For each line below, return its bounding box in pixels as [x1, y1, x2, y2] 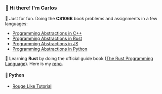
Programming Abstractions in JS [12, 41, 79, 47]
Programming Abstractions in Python [12, 46, 88, 52]
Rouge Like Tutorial [12, 83, 52, 89]
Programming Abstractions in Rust [12, 35, 82, 41]
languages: [5, 21, 28, 27]
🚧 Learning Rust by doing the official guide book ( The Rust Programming [5, 56, 153, 62]
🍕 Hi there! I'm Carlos [5, 4, 57, 11]
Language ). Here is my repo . [5, 61, 63, 67]
